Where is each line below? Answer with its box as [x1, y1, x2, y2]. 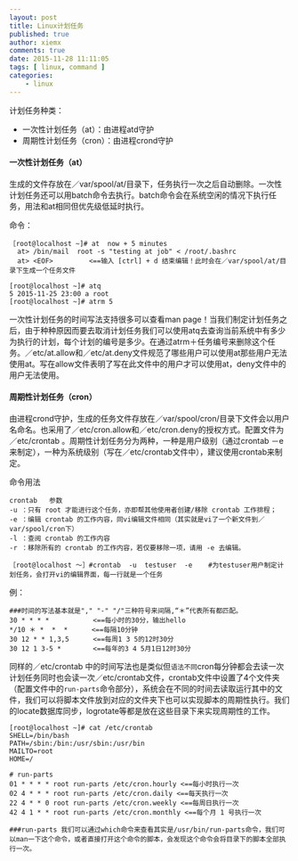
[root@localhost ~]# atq [9, 282, 101, 291]
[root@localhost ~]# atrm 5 [9, 297, 114, 306]
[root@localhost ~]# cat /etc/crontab [9, 724, 153, 733]
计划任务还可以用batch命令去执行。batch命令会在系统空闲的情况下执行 [9, 189, 270, 201]
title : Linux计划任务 [9, 21, 85, 30]
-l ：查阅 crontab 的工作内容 [9, 534, 111, 544]
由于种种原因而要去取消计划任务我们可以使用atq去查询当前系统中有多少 [24, 324, 286, 335]
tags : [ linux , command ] [9, 63, 105, 72]
